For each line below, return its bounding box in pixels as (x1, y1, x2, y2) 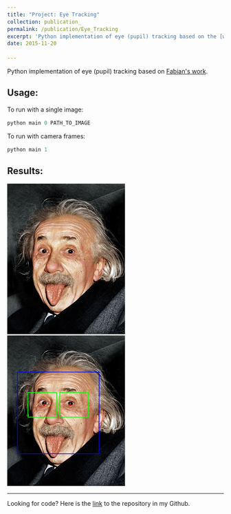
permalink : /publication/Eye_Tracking (7, 25, 118, 32)
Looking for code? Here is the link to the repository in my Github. (7, 500, 190, 508)
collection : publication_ (7, 18, 81, 25)
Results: (7, 165, 43, 177)
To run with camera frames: (7, 131, 86, 140)
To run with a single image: (7, 105, 84, 114)
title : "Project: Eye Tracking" (7, 11, 100, 18)
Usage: (7, 87, 39, 99)
